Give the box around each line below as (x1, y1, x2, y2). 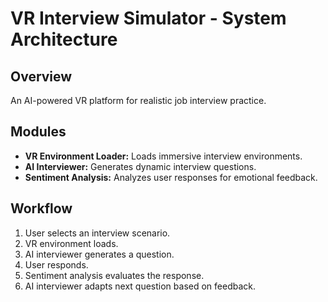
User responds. (24, 258, 89, 271)
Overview (10, 68, 73, 85)
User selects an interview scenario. (24, 227, 171, 239)
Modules (10, 123, 67, 141)
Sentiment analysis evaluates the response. (24, 269, 205, 281)
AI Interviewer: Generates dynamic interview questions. (24, 160, 257, 172)
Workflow (10, 200, 73, 217)
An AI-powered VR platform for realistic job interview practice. (10, 95, 267, 106)
